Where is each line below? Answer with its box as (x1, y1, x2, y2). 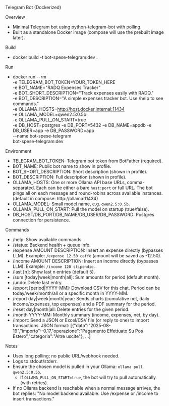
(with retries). (20, 380, 48, 386)
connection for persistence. (12, 217, 71, 223)
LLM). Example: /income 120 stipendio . (12, 263, 95, 269)
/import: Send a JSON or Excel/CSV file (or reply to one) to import (12, 317, 149, 323)
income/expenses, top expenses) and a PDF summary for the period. (12, 301, 156, 307)
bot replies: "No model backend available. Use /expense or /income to (12, 390, 159, 396)
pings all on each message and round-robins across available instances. (12, 190, 163, 196)
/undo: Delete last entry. (12, 280, 63, 285)
